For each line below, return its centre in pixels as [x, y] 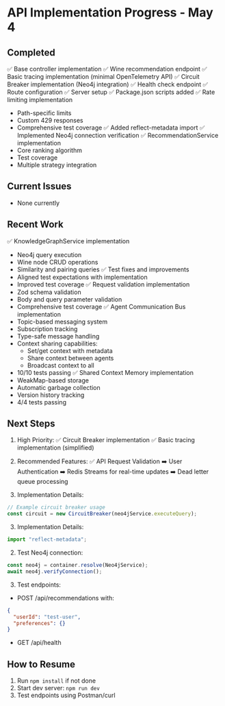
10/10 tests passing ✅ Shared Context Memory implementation [105, 372]
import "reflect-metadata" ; [47, 539]
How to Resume [41, 664]
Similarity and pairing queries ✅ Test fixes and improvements [103, 269]
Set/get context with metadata [70, 350]
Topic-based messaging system [62, 321]
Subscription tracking [47, 329]
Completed [31, 52]
